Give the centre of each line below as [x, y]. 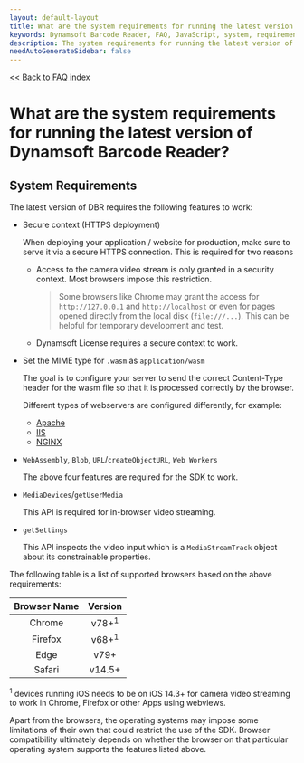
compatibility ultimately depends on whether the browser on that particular [149, 739]
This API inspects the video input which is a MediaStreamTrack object [150, 548]
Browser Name [47, 606]
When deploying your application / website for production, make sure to [157, 243]
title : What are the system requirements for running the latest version [152, 26]
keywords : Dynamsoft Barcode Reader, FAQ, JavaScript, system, [131, 34]
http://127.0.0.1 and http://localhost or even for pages [167, 306]
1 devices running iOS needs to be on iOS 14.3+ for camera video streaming [150, 692]
